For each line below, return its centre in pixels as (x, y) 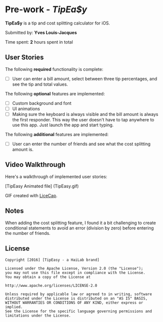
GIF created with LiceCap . (31, 195)
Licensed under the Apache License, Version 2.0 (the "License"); (74, 268)
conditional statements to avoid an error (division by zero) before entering (80, 228)
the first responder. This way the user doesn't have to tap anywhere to (83, 120)
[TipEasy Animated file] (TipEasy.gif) (42, 186)
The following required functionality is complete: (54, 69)
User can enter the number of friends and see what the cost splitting (81, 144)
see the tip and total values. (40, 84)
